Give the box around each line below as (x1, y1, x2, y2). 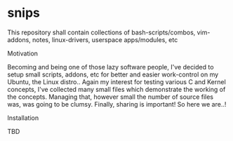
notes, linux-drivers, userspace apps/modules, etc (32, 35, 178, 43)
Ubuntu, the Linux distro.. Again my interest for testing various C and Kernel (7, 77, 226, 86)
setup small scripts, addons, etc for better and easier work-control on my (7, 70, 219, 79)
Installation (7, 114, 39, 122)
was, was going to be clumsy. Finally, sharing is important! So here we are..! (7, 100, 227, 108)
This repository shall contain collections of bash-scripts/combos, (7, 28, 196, 36)
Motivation (7, 49, 39, 58)
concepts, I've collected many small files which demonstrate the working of (7, 85, 226, 93)
